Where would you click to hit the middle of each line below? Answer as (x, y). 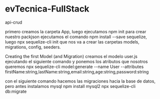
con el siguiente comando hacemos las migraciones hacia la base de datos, (80, 81)
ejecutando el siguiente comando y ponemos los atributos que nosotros (77, 61)
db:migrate (16, 91)
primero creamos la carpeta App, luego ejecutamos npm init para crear (76, 31)
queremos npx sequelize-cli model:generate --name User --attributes (74, 67)
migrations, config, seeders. (33, 47)
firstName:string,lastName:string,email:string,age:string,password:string (77, 71)
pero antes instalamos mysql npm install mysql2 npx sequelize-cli (70, 86)
